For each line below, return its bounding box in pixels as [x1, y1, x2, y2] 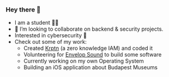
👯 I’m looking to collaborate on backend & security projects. [14, 25, 164, 32]
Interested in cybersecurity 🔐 [14, 32, 87, 39]
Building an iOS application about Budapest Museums [23, 64, 158, 71]
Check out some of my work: [14, 38, 87, 46]
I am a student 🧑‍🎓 [14, 19, 59, 26]
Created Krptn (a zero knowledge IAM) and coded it [23, 45, 153, 52]
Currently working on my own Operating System [23, 57, 144, 65]
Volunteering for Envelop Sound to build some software [23, 51, 162, 58]
